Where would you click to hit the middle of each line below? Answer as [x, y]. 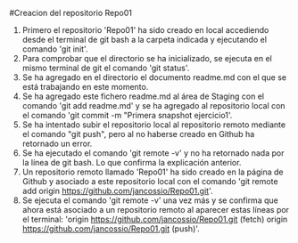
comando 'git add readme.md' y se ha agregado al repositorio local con [153, 105]
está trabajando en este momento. [85, 87]
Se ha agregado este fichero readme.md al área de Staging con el [143, 96]
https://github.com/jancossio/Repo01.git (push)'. [111, 229]
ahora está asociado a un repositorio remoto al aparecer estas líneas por [156, 210]
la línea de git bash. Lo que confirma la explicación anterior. [132, 162]
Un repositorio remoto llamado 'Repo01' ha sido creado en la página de [153, 172]
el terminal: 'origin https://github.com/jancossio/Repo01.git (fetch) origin [155, 219]
